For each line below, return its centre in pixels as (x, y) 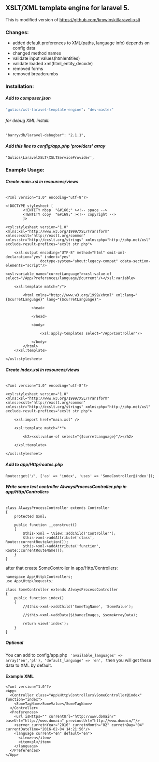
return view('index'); (46, 624)
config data (24, 48)
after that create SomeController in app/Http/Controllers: (62, 568)
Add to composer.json (28, 98)
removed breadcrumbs (35, 74)
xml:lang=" (127, 295)
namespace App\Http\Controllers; (39, 577)
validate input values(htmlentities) (46, 58)
